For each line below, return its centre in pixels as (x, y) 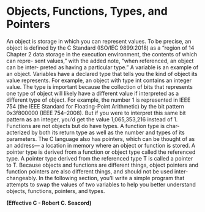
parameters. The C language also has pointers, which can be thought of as (101, 138)
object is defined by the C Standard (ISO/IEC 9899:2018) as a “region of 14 (100, 48)
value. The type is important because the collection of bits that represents (99, 86)
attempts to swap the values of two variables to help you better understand (101, 184)
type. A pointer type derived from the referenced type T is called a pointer (100, 158)
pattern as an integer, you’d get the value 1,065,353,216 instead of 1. (92, 119)
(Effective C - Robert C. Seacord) (49, 203)
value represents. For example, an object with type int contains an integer (99, 80)
